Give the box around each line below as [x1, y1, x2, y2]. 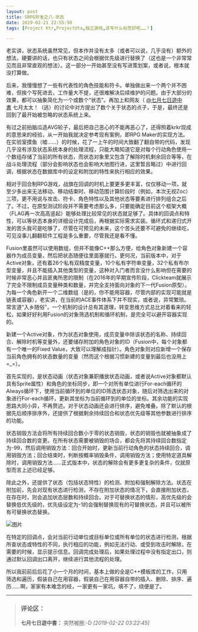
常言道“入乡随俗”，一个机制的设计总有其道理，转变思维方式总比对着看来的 [6, 304, 187, 311]
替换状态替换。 [16, 508, 53, 516]
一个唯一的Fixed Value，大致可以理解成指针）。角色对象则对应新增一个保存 [11, 345, 192, 353]
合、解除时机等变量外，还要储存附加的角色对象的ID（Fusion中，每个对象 [6, 338, 183, 345]
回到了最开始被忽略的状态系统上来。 [6, 111, 94, 119]
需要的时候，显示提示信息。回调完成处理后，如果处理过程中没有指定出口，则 [6, 548, 192, 555]
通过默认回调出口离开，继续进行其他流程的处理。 [6, 555, 125, 563]
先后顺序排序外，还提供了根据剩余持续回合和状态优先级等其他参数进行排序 [11, 410, 192, 417]
